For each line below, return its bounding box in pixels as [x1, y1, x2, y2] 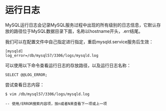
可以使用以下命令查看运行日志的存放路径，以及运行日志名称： [5, 62, 131, 68]
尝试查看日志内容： [5, 82, 45, 88]
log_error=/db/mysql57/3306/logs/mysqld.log [5, 53, 99, 58]
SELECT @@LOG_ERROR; [5, 72, 48, 77]
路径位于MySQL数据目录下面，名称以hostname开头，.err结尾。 [13, 28, 143, 34]
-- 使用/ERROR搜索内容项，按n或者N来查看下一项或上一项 [5, 101, 108, 106]
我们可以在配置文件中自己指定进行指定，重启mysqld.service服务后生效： [5, 38, 154, 45]
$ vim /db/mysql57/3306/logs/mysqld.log [5, 92, 90, 97]
